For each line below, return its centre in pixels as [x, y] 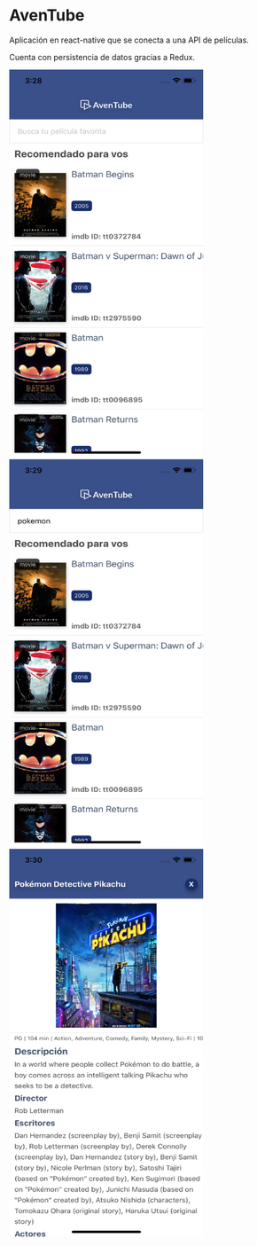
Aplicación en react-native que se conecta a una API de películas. [129, 40]
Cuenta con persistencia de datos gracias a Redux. [102, 57]
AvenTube [47, 16]
